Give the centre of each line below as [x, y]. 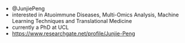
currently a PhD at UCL [40, 27]
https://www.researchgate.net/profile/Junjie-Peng [74, 34]
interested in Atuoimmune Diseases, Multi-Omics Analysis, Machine [95, 15]
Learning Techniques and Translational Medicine [72, 21]
